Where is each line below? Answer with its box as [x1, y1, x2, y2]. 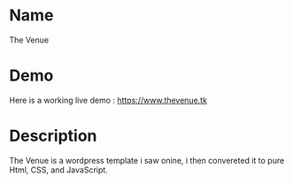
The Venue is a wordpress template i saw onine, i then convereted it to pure [9, 155, 285, 165]
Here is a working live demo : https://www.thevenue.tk [9, 95, 208, 105]
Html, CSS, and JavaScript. [9, 165, 108, 175]
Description [9, 126, 97, 146]
